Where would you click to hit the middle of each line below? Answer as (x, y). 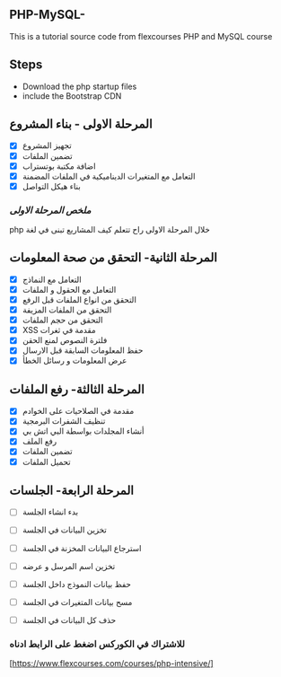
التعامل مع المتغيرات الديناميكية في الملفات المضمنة (109, 176)
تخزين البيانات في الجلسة (65, 530)
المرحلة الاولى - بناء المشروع (81, 124)
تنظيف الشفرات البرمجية (64, 421)
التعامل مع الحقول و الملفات (69, 289)
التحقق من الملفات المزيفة (67, 310)
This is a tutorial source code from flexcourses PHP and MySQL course (141, 36)
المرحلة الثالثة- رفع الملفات (77, 389)
